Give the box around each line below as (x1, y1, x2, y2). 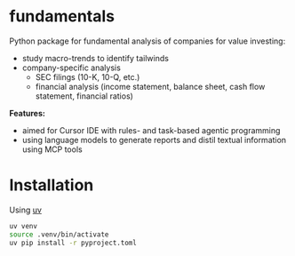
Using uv (9, 204, 43, 215)
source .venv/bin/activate (9, 229, 109, 239)
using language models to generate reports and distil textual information (21, 134, 287, 145)
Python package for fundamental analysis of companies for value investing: (9, 36, 286, 46)
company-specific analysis (21, 62, 122, 73)
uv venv (9, 221, 38, 230)
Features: (9, 108, 46, 118)
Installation (9, 175, 94, 196)
